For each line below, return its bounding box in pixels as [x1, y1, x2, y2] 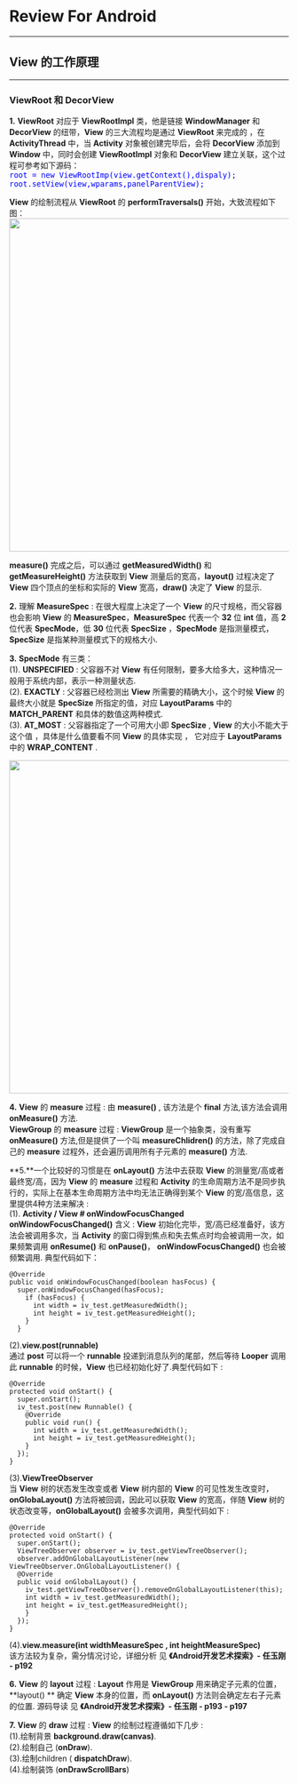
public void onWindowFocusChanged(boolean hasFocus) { [9, 1278, 216, 1287]
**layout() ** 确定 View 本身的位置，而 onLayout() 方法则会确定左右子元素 [9, 1690, 282, 1700]
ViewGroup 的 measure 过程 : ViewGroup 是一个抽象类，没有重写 [9, 1124, 251, 1134]
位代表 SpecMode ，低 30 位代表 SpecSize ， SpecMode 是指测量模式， [9, 624, 274, 634]
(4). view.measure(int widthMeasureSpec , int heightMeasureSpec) [9, 1640, 262, 1651]
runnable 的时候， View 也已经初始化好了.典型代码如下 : [19, 1362, 223, 1373]
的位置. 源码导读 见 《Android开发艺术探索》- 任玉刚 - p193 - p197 [9, 1701, 247, 1712]
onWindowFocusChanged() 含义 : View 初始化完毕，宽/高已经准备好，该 [9, 1219, 278, 1230]
